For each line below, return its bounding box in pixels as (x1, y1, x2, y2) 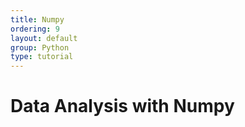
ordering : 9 (10, 24, 60, 34)
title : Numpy (10, 14, 65, 25)
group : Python (10, 42, 70, 53)
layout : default (10, 33, 78, 43)
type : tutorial (10, 52, 74, 62)
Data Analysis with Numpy (10, 95, 235, 118)
